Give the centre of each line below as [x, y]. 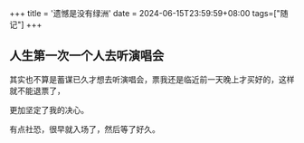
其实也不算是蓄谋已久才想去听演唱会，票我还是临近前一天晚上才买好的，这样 [152, 79]
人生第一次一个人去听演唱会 [87, 56]
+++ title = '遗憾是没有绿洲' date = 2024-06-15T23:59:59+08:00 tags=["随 [149, 13]
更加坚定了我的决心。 [49, 110]
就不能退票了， [37, 91]
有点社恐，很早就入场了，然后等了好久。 [85, 129]
